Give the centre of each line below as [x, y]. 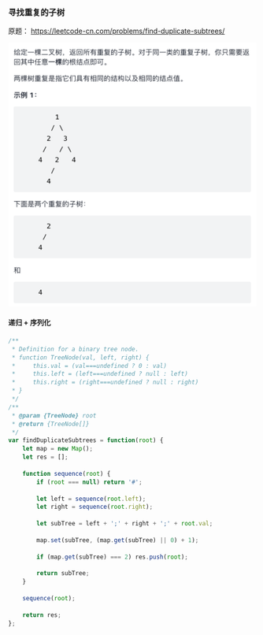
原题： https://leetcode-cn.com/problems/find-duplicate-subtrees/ [117, 31]
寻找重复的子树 [37, 12]
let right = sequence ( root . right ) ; [95, 507]
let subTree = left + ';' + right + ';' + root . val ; [125, 524]
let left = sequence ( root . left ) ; [91, 499]
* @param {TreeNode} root [54, 415]
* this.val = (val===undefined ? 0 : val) [89, 366]
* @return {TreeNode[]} [50, 424]
